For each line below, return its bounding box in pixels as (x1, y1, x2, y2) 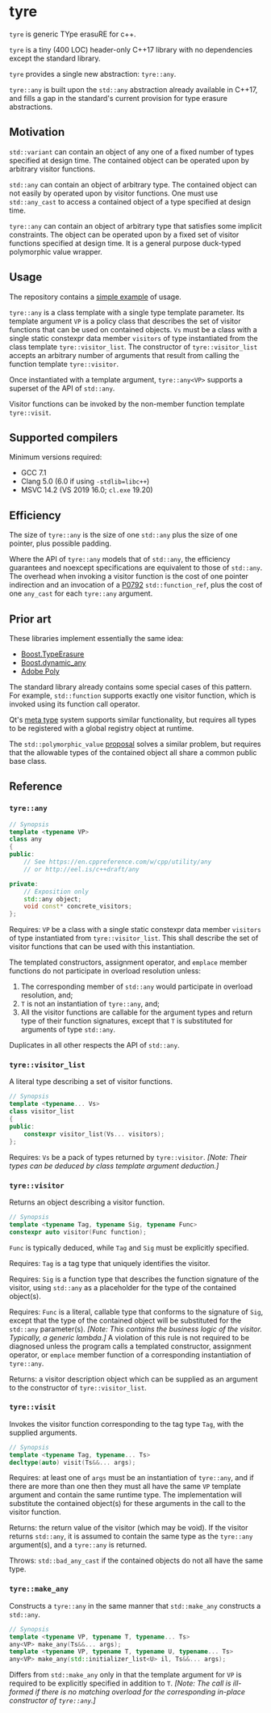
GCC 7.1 (20, 468, 47, 478)
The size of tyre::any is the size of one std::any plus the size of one (9, 530, 238, 540)
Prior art (9, 612, 52, 626)
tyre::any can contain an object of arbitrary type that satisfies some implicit (9, 221, 262, 230)
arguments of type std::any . (20, 1025, 116, 1035)
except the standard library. (9, 53, 101, 63)
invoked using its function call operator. (9, 699, 140, 709)
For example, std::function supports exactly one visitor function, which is (9, 690, 256, 700)
